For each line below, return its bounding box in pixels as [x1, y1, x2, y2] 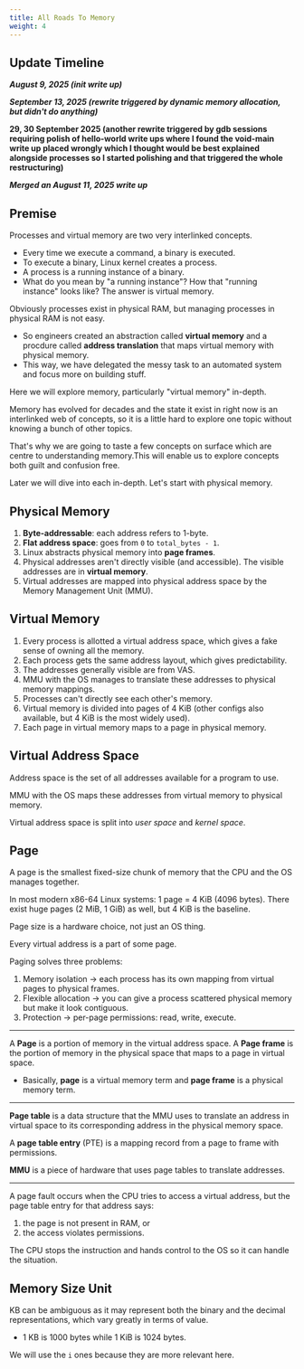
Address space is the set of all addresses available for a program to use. [9, 772, 279, 783]
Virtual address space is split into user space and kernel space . [9, 817, 246, 827]
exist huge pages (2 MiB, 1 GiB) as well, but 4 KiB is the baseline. [9, 903, 251, 914]
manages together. [9, 876, 80, 887]
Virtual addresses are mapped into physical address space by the [22, 575, 267, 586]
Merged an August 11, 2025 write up [9, 180, 148, 191]
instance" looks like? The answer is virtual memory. [22, 286, 214, 297]
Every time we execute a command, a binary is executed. [22, 248, 236, 259]
